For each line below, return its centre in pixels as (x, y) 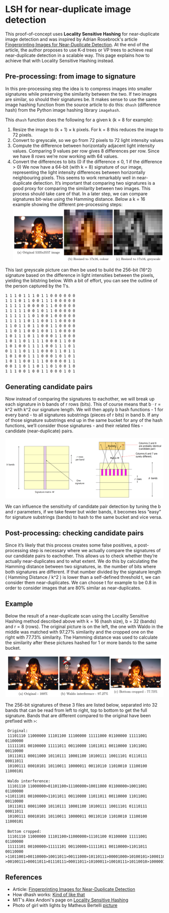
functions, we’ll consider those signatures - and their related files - (74, 426)
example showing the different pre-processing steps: (67, 204)
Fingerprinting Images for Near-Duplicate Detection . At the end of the (77, 44)
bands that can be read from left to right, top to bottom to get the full (76, 710)
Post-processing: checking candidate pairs (75, 533)
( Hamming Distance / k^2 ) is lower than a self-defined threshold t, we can (83, 577)
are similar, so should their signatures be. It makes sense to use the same (81, 99)
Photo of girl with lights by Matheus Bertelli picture (65, 905)
